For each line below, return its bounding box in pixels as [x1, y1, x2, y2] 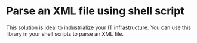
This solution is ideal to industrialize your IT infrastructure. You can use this [6, 24, 191, 31]
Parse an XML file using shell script [6, 4, 185, 18]
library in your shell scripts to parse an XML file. [6, 30, 124, 37]
